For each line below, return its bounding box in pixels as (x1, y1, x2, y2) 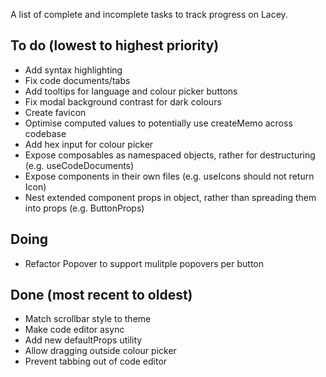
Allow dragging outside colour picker (24, 345, 177, 357)
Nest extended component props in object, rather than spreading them (24, 191, 317, 203)
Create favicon (24, 106, 87, 118)
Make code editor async (24, 324, 125, 336)
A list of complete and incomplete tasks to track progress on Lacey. (10, 9, 288, 20)
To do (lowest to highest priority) (10, 37, 220, 54)
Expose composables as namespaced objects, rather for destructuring (24, 149, 316, 161)
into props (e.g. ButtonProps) (24, 202, 145, 214)
